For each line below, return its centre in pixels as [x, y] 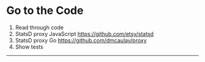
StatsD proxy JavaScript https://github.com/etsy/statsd [84, 33]
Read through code [39, 27]
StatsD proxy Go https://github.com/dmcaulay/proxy [81, 40]
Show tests [29, 47]
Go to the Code [45, 11]
